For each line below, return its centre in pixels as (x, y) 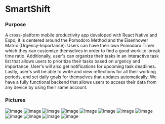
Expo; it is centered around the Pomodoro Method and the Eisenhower (77, 40)
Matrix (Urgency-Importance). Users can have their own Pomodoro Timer (80, 46)
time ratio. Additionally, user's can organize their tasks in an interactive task (82, 56)
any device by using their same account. (46, 88)
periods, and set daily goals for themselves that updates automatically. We (81, 77)
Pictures (16, 100)
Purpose (16, 25)
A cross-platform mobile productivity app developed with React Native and (81, 35)
